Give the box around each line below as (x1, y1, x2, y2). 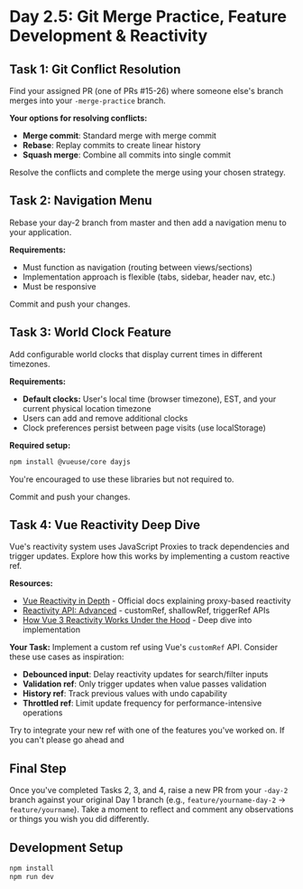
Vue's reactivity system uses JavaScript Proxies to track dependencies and (9, 541, 290, 553)
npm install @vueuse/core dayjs (9, 457, 131, 467)
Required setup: (9, 440, 71, 450)
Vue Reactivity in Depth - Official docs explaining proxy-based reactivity (22, 595, 291, 607)
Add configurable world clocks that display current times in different (9, 348, 263, 359)
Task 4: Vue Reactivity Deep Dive (9, 517, 201, 533)
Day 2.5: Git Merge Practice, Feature (9, 6, 287, 27)
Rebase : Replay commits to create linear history (22, 140, 201, 150)
